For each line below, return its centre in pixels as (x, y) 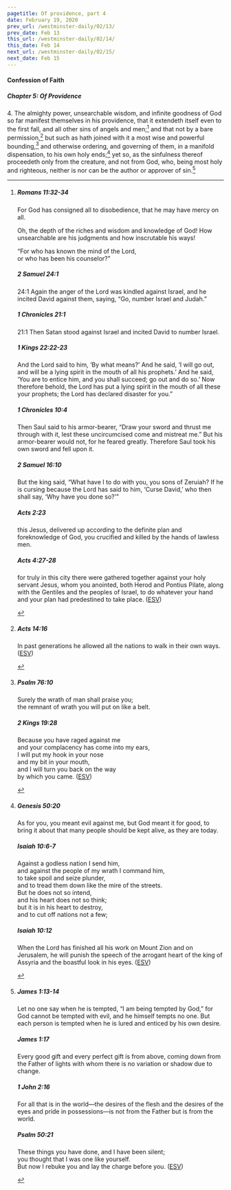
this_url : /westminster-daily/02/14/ (61, 39)
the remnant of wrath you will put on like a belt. (84, 707)
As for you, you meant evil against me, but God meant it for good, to (113, 823)
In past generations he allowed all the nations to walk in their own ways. (119, 646)
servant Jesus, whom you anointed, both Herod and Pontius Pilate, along (120, 585)
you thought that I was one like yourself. (74, 1159)
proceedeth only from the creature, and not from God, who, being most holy (115, 162)
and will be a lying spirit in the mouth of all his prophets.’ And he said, (115, 372)
